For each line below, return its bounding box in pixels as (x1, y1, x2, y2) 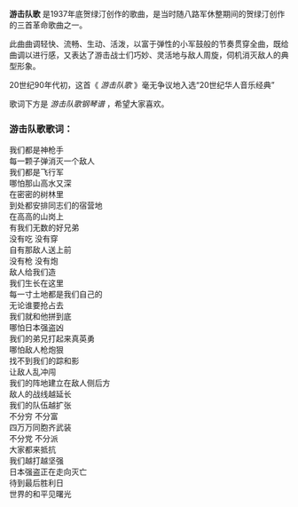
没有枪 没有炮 (9, 256, 59, 266)
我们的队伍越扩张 (9, 400, 72, 411)
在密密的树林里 (9, 189, 64, 200)
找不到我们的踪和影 (9, 355, 80, 367)
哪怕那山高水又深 (9, 178, 72, 189)
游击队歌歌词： (9, 123, 74, 135)
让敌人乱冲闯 (9, 367, 56, 377)
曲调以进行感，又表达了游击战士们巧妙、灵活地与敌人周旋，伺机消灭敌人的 (9, 50, 281, 60)
